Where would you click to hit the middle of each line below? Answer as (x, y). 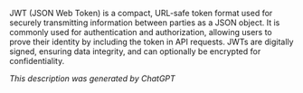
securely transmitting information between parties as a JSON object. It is (145, 23)
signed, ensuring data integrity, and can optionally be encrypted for (135, 51)
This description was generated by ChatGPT (93, 79)
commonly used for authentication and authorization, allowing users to (141, 32)
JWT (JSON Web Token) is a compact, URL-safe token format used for (141, 13)
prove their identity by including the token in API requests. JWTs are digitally (151, 42)
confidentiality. (37, 61)
